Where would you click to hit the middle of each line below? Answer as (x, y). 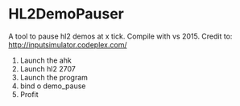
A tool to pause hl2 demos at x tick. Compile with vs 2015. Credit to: (120, 36)
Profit (29, 94)
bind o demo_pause (53, 86)
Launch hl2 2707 (48, 68)
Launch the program (54, 77)
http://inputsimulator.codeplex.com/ (68, 44)
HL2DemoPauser (66, 14)
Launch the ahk (46, 60)
